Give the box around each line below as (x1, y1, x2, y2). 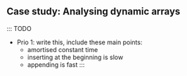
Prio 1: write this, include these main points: (16, 38, 143, 46)
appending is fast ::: (27, 60, 85, 69)
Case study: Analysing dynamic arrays (6, 6, 181, 18)
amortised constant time (27, 45, 98, 53)
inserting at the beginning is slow (27, 53, 124, 61)
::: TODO (6, 24, 32, 32)
